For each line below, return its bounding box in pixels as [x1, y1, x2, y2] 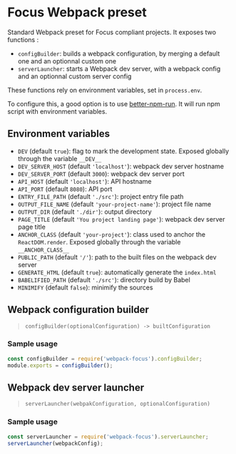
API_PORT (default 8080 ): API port [17, 185, 113, 193]
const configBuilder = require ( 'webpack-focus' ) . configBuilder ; [7, 355, 202, 362]
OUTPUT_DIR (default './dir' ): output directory [17, 207, 152, 216]
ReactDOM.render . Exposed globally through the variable [17, 237, 181, 246]
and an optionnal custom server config [17, 72, 132, 81]
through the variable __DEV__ [17, 154, 102, 162]
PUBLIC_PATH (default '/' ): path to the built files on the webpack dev [17, 252, 217, 261]
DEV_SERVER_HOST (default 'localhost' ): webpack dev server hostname [17, 162, 225, 170]
